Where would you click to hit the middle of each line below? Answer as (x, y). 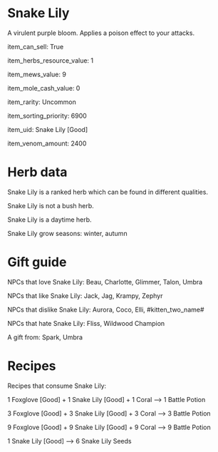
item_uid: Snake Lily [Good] (48, 129)
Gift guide (37, 262)
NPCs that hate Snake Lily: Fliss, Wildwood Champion (86, 323)
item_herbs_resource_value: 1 (51, 60)
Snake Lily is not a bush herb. (51, 205)
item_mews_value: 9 (37, 74)
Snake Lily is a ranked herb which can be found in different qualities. (108, 192)
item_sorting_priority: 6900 (47, 115)
